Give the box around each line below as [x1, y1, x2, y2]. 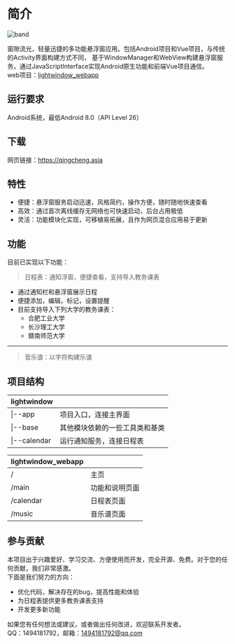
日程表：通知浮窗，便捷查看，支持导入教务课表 [24, 273, 159, 281]
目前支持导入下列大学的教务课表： [17, 306, 116, 314]
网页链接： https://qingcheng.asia [7, 156, 104, 164]
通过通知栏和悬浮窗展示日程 [17, 288, 98, 296]
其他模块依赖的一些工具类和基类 [59, 423, 166, 432]
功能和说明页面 [90, 483, 140, 493]
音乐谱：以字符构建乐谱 [24, 353, 92, 362]
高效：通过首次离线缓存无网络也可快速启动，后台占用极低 [17, 207, 183, 215]
